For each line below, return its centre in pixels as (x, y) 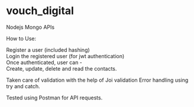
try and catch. (23, 86)
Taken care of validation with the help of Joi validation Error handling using (97, 80)
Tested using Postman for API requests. (54, 98)
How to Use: (21, 38)
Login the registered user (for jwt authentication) (65, 56)
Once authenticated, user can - (44, 62)
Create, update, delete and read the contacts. (62, 68)
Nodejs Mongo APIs (30, 27)
